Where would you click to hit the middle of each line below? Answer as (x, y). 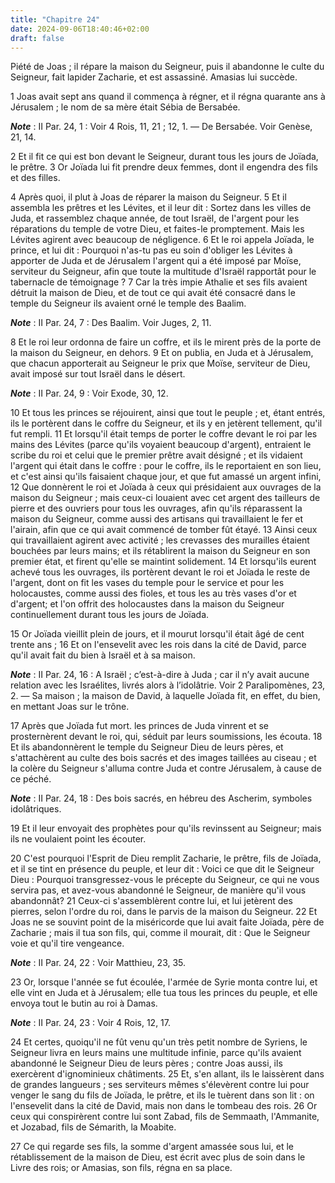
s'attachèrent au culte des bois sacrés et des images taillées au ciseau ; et (163, 758)
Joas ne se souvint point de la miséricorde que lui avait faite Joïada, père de (167, 922)
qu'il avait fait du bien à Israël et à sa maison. (103, 655)
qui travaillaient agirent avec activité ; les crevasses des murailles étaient (160, 540)
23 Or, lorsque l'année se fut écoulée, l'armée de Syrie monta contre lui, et (164, 982)
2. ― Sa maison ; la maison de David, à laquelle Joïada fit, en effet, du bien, (165, 696)
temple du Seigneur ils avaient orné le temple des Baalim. (128, 303)
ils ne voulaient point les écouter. (78, 839)
